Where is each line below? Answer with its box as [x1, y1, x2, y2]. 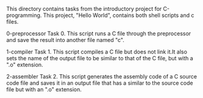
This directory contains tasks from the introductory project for [6, 5, 162, 12]
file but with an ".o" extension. [6, 86, 82, 93]
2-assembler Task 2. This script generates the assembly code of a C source [6, 73, 197, 80]
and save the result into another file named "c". [6, 37, 125, 43]
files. [6, 18, 19, 25]
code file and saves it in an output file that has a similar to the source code [6, 79, 193, 86]
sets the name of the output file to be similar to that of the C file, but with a [6, 55, 193, 61]
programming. [6, 12, 42, 19]
